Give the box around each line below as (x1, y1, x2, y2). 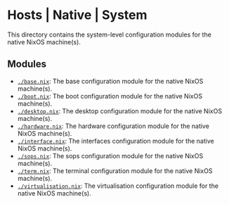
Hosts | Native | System (7, 7, 148, 23)
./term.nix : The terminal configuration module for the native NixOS (17, 166, 213, 175)
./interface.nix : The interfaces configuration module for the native (17, 136, 214, 145)
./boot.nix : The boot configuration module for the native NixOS (17, 91, 202, 100)
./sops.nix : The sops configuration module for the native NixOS (17, 151, 204, 160)
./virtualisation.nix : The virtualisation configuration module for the (17, 181, 219, 190)
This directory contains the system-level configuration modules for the (7, 30, 212, 39)
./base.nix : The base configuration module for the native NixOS (17, 77, 204, 85)
